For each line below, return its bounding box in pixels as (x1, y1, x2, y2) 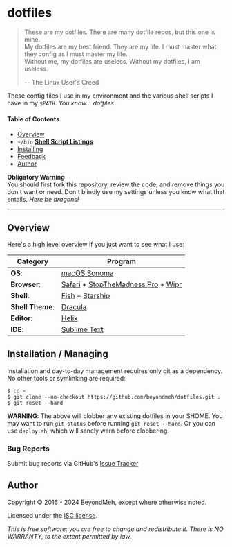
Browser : (10, 279, 41, 289)
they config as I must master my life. (23, 50, 128, 58)
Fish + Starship (61, 290, 110, 300)
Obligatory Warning (7, 173, 66, 182)
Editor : (10, 313, 33, 323)
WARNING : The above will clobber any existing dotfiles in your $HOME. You (7, 411, 223, 420)
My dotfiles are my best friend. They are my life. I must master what (23, 42, 217, 51)
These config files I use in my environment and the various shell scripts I (7, 92, 213, 100)
